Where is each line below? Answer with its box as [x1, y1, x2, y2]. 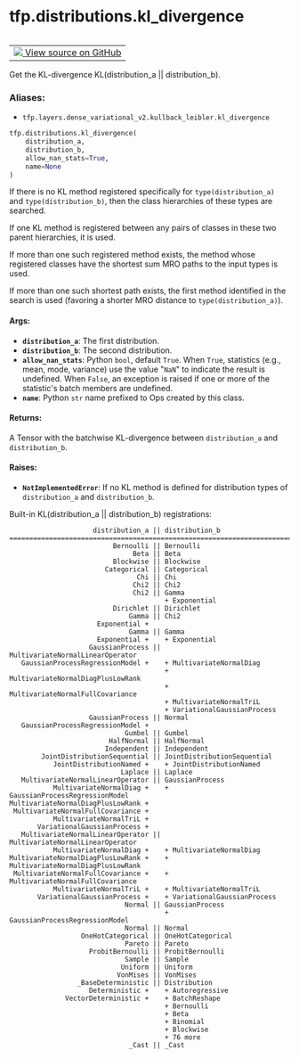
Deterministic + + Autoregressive [88, 987, 229, 996]
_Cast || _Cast [128, 1041, 185, 1050]
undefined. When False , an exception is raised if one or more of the [21, 373, 270, 384]
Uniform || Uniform [120, 963, 193, 972]
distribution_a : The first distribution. [21, 335, 160, 346]
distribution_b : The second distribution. [21, 345, 173, 356]
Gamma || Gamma [128, 627, 185, 636]
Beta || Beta [132, 550, 181, 559]
